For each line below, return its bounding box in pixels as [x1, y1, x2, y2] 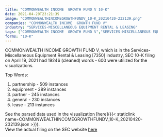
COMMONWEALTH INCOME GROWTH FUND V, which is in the [5, 47, 130, 53]
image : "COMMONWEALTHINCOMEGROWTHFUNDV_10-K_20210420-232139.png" [5, 16, 142, 21]
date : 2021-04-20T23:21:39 [5, 12, 60, 16]
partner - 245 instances [12, 91, 60, 97]
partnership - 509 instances [12, 81, 68, 87]
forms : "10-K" [5, 34, 34, 39]
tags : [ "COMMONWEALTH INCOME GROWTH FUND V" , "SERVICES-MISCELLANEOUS [5, 29, 151, 34]
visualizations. [5, 62, 34, 68]
